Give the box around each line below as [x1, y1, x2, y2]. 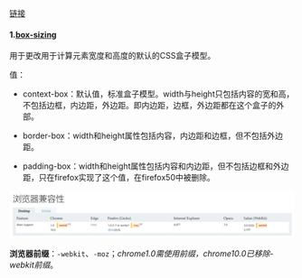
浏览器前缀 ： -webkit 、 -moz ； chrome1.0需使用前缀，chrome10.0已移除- [9, 247, 274, 259]
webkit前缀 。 [9, 259, 59, 270]
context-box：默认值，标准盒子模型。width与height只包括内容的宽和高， [22, 88, 295, 99]
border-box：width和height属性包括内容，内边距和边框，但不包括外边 [22, 130, 283, 142]
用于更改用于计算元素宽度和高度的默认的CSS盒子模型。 [9, 51, 216, 61]
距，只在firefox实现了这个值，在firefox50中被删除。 [22, 172, 215, 183]
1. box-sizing [9, 29, 57, 40]
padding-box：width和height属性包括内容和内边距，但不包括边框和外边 [22, 161, 289, 171]
